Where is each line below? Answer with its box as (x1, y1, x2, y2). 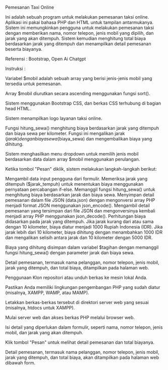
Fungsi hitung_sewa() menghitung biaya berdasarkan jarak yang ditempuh (5, 125, 159, 131)
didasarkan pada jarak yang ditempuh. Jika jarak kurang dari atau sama (5, 218, 154, 225)
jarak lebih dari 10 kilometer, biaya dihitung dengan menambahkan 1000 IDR (5, 229, 163, 235)
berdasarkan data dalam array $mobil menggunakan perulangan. (5, 156, 140, 162)
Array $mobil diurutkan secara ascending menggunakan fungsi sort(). (5, 91, 150, 96)
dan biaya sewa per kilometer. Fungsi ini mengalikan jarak (5, 130, 125, 136)
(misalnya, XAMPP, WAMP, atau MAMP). (5, 289, 89, 295)
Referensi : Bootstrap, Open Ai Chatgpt (5, 56, 86, 62)
